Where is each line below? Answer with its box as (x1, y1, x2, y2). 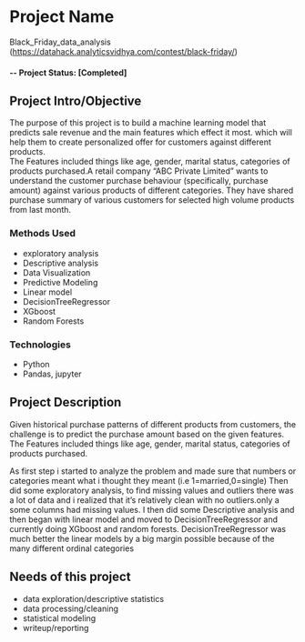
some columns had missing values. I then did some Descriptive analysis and (9, 504, 295, 515)
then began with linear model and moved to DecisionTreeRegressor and (9, 514, 279, 525)
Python (22, 358, 50, 369)
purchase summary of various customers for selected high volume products (9, 195, 295, 206)
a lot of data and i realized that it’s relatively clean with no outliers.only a (9, 494, 280, 506)
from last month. (9, 205, 71, 216)
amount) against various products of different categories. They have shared (9, 185, 294, 196)
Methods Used (9, 227, 76, 240)
